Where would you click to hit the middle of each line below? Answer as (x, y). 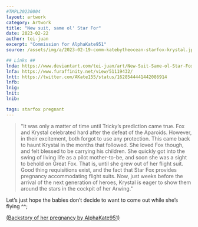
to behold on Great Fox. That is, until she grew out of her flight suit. (102, 163)
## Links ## (21, 60)
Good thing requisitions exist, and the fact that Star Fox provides (98, 170)
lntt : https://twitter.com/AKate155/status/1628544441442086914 (87, 77)
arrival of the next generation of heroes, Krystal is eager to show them (106, 182)
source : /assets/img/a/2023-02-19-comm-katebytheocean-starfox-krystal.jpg (101, 50)
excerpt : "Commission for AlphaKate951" (57, 45)
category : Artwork (29, 22)
